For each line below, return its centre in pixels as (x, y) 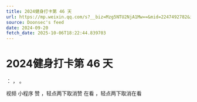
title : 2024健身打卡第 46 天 (39, 11)
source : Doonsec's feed (35, 22)
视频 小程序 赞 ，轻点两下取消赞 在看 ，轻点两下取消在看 (74, 93)
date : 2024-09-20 (27, 28)
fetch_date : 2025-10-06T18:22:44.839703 (56, 33)
